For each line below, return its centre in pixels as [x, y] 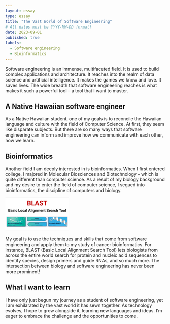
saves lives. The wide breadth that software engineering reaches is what [81, 85]
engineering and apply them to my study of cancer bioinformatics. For [78, 244]
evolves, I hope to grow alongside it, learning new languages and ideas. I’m [84, 310]
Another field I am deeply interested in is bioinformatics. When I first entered [85, 169]
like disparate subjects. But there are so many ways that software [74, 129]
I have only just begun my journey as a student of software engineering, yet [84, 300]
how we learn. [20, 141]
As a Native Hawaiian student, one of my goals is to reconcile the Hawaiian [83, 119]
